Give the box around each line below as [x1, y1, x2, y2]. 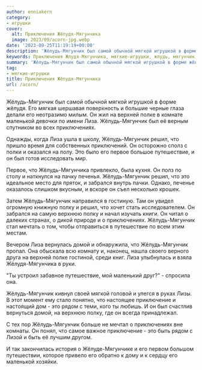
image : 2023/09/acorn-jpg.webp [11, 37, 90, 43]
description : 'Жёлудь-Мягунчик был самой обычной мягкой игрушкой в [6, 48, 182, 54]
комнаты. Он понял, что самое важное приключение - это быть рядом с [6, 327, 194, 334]
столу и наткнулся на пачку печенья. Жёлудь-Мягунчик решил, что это [6, 173, 190, 180]
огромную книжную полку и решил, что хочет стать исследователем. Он [6, 204, 195, 211]
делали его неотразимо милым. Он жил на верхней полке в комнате [6, 111, 183, 118]
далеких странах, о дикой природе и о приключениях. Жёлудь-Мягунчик [6, 216, 195, 224]
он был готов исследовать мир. [6, 155, 88, 161]
